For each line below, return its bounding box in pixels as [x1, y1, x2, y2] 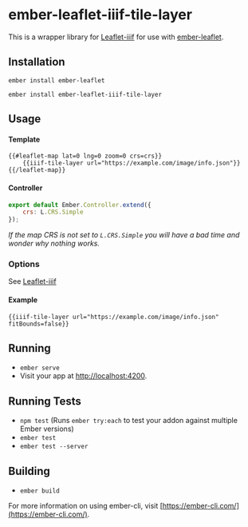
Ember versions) [19, 424, 74, 433]
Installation [8, 55, 65, 69]
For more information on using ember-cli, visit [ [8, 501, 163, 511]
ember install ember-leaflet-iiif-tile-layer [8, 90, 162, 98]
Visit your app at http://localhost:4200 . [19, 371, 148, 381]
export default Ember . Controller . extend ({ [8, 201, 152, 209]
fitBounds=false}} [8, 320, 69, 328]
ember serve [19, 364, 60, 373]
